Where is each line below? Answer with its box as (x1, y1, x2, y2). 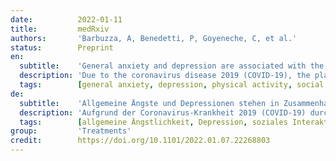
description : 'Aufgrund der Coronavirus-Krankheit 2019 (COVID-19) (19, 107, 307, 118)
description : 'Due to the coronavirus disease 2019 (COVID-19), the (19, 71, 311, 81)
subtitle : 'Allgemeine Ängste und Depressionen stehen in (19, 98, 280, 108)
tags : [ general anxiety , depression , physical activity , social (19, 80, 325, 90)
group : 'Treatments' (10, 126, 132, 136)
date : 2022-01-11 (10, 14, 123, 25)
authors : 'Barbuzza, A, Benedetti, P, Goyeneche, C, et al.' (10, 33, 298, 43)
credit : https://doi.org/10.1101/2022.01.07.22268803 (10, 136, 271, 146)
